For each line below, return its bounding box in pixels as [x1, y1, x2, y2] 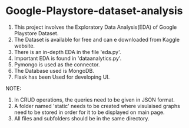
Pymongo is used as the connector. [14, 60, 101, 68]
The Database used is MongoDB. [14, 67, 95, 74]
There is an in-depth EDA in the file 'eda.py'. [14, 48, 121, 55]
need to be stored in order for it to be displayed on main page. [14, 109, 165, 116]
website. [14, 42, 35, 49]
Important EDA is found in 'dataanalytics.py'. [14, 55, 122, 62]
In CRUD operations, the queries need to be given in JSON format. [14, 96, 175, 103]
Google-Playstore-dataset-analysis [5, 4, 183, 18]
